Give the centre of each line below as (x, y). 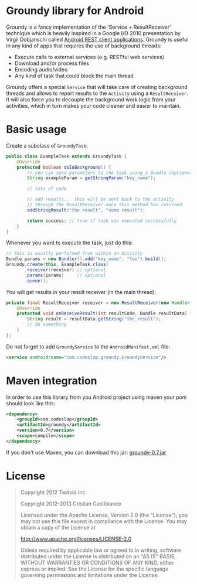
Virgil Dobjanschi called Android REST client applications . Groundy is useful (97, 39)
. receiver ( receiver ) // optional (65, 270)
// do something (47, 325)
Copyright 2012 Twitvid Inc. (53, 492)
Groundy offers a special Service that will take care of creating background (97, 87)
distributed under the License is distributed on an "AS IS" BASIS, (98, 556)
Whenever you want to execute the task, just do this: (69, 243)
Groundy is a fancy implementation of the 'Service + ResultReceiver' (89, 27)
